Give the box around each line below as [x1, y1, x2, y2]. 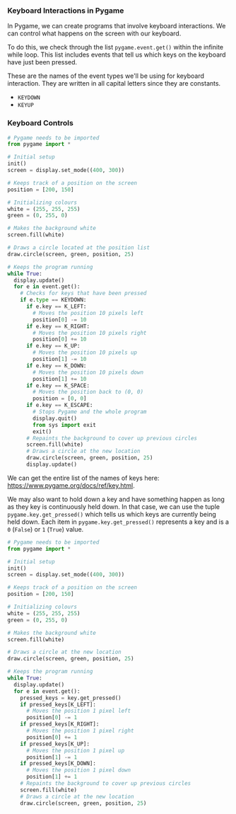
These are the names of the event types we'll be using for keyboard [7, 71, 205, 80]
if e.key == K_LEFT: [25, 303, 87, 310]
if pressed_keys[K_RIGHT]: [20, 721, 100, 728]
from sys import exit [33, 421, 97, 428]
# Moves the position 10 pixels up [33, 349, 138, 356]
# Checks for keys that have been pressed [20, 290, 147, 297]
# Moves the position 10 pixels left [33, 309, 143, 316]
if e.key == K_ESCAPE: [25, 402, 93, 409]
